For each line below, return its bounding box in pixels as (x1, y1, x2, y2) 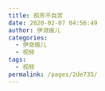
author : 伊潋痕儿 (8, 26, 61, 34)
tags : (8, 56, 26, 64)
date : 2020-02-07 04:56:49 (8, 19, 98, 27)
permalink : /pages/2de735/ (8, 70, 98, 78)
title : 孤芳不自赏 (8, 11, 64, 20)
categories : (8, 33, 48, 42)
